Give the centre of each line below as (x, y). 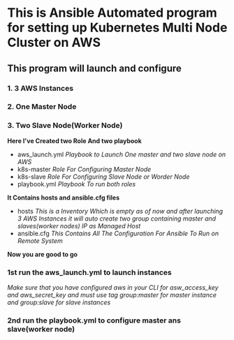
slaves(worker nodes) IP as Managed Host (79, 226)
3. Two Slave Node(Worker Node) (65, 126)
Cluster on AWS (54, 43)
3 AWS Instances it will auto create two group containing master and (117, 219)
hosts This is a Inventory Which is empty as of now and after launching (120, 211)
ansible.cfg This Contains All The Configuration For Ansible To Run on (118, 233)
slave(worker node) (41, 329)
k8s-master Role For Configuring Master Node (84, 169)
